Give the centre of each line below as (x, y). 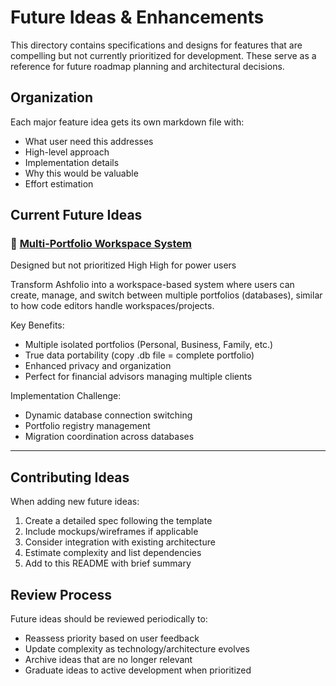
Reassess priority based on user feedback (112, 638)
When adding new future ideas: (75, 502)
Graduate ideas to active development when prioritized (138, 670)
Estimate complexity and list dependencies (113, 553)
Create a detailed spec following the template (118, 521)
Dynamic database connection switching (108, 415)
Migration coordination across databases (109, 437)
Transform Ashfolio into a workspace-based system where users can (152, 285)
